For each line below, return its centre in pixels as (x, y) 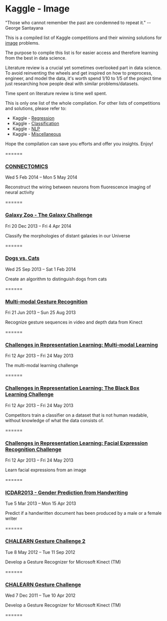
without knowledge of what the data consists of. (55, 420)
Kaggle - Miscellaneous (37, 134)
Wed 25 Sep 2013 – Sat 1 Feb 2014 (41, 269)
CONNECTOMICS (27, 166)
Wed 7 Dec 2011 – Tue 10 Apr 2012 (40, 595)
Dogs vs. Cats (22, 258)
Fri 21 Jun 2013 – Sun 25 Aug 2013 (41, 313)
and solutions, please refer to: (36, 108)
